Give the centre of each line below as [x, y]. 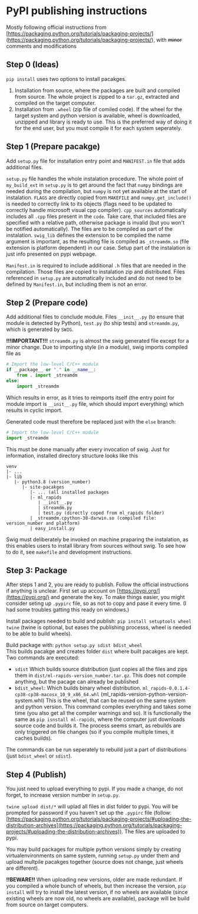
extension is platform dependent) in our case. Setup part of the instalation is [98, 248]
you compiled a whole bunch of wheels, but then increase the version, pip [96, 886]
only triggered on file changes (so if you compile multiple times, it [94, 732]
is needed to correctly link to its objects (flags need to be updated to [89, 204]
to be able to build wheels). [39, 634]
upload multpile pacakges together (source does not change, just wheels [95, 862]
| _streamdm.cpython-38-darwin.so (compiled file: [93, 518]
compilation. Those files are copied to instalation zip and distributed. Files [95, 271]
